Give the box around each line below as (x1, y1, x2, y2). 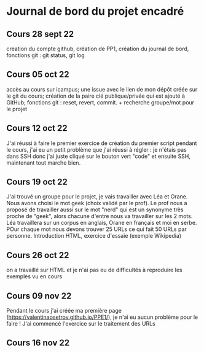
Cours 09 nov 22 (6, 291, 72, 301)
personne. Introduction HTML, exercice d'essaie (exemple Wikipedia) (6, 232, 182, 240)
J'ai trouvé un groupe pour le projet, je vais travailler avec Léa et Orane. (6, 193, 188, 200)
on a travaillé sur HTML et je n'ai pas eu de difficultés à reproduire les (6, 266, 182, 274)
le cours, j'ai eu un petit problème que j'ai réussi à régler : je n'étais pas (6, 146, 187, 153)
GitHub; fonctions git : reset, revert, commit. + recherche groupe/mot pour (6, 98, 195, 106)
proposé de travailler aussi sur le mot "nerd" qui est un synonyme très (6, 206, 184, 213)
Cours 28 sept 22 (6, 29, 74, 39)
